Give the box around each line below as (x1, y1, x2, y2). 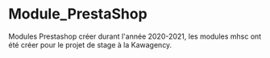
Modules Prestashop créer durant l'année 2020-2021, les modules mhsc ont (8, 31, 262, 41)
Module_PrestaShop (8, 5, 147, 23)
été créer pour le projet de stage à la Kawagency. (8, 39, 172, 49)
